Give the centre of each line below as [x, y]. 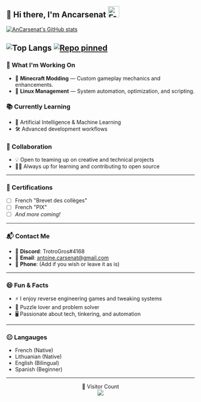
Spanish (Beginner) [39, 370]
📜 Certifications [30, 188]
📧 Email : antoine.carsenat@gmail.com [62, 258]
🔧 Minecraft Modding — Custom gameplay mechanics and [88, 78]
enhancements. [34, 84]
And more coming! [38, 214]
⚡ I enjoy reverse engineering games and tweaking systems [89, 299]
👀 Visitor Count [100, 386]
